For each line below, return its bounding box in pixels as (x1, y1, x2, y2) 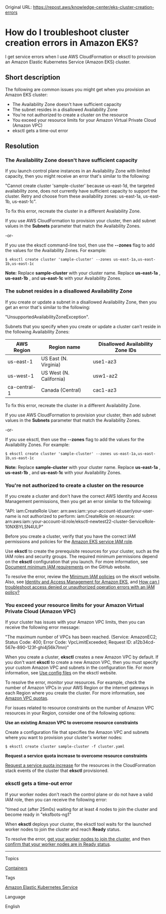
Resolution (5, 142, 39, 151)
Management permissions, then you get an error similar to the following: (5, 499, 152, 505)
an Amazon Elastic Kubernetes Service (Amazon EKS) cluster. (5, 59, 131, 65)
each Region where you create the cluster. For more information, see (5, 690, 145, 696)
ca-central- (7, 383, 36, 390)
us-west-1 (7, 372, 34, 379)
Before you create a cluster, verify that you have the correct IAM (5, 533, 136, 539)
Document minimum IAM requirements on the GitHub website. (5, 564, 131, 570)
